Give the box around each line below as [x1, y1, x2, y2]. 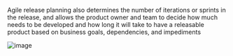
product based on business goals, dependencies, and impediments [7, 28, 202, 36]
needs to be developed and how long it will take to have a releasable [7, 21, 205, 28]
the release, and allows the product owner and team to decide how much [7, 13, 218, 21]
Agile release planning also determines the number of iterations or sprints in [7, 6, 226, 14]
